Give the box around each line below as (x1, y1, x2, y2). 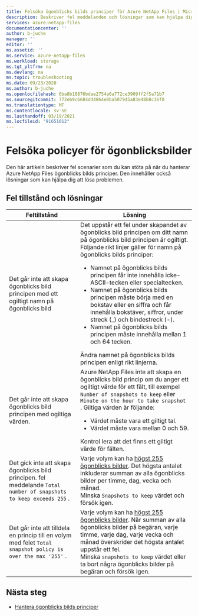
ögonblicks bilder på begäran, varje (80, 523, 179, 531)
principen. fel (9, 474, 46, 482)
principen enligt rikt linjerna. (80, 358, 158, 367)
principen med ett (9, 289, 58, 297)
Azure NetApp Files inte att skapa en (80, 368, 181, 376)
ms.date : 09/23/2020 (6, 80, 57, 86)
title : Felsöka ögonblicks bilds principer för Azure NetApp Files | (6, 8, 181, 15)
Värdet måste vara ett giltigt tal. (90, 416, 177, 424)
